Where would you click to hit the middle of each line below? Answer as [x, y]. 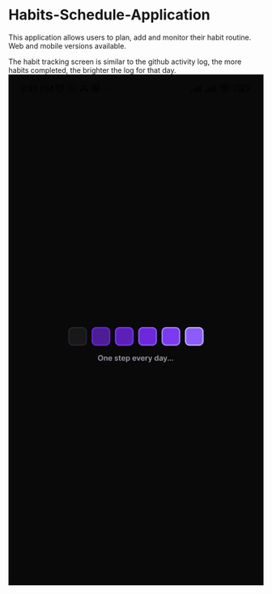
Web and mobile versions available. [68, 45]
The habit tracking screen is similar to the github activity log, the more [125, 62]
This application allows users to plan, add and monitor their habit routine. [130, 37]
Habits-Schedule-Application [109, 15]
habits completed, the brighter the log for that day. [92, 70]
